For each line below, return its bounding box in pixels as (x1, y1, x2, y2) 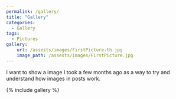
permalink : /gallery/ (6, 8, 60, 15)
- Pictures (11, 36, 38, 42)
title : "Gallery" (6, 14, 49, 20)
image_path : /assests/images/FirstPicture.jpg (17, 52, 133, 58)
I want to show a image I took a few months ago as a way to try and (6, 68, 170, 75)
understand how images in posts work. (6, 75, 101, 82)
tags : (6, 31, 19, 37)
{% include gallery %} (6, 86, 60, 93)
